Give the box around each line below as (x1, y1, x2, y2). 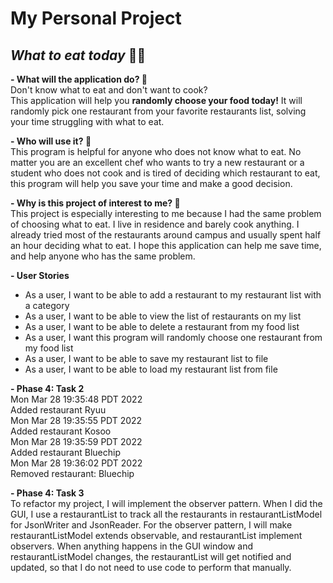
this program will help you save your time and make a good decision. (10, 178, 293, 189)
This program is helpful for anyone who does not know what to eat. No (10, 146, 302, 157)
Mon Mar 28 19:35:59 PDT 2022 (10, 436, 143, 447)
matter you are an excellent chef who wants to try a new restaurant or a (10, 157, 305, 168)
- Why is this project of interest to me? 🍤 (10, 197, 181, 209)
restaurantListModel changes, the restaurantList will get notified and (10, 551, 292, 562)
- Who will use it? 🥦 (10, 135, 92, 147)
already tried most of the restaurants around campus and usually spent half (10, 229, 322, 241)
